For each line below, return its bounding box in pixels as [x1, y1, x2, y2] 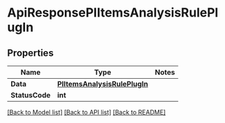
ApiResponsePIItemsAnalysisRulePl [7, 5, 219, 21]
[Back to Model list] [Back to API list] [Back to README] [7, 108, 166, 116]
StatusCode [10, 91, 51, 100]
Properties [7, 47, 54, 59]
